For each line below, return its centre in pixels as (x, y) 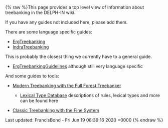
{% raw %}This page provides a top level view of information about (75, 7)
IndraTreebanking (31, 47)
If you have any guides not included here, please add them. (66, 22)
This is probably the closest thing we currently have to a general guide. (78, 56)
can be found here (39, 100)
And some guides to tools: (32, 76)
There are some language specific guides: (49, 32)
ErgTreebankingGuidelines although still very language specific (77, 66)
